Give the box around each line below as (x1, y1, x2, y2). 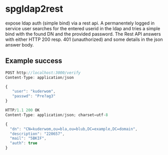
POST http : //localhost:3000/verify (5, 70, 81, 75)
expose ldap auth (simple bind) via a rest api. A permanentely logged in (5, 20, 155, 26)
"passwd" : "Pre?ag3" (12, 94, 56, 99)
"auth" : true (10, 141, 38, 146)
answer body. (5, 41, 34, 48)
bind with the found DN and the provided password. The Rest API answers (5, 31, 161, 37)
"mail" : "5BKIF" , (10, 136, 47, 141)
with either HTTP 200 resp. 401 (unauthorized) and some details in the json (5, 36, 163, 42)
